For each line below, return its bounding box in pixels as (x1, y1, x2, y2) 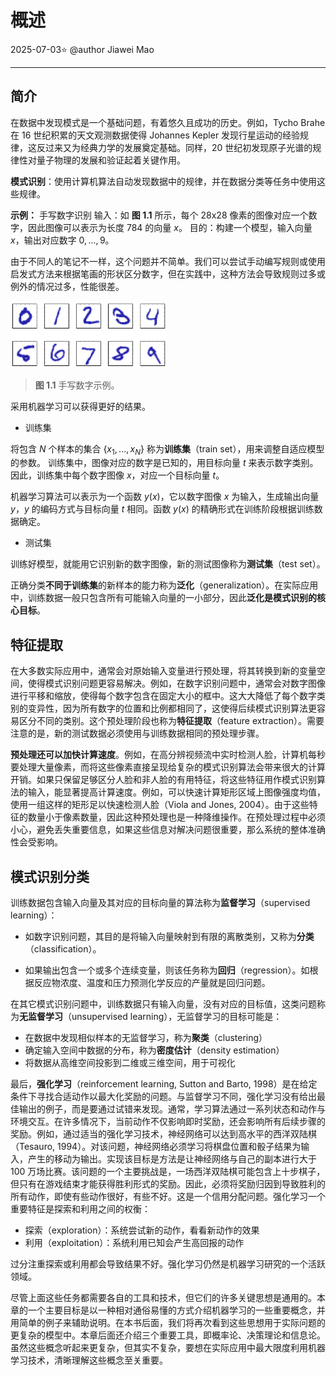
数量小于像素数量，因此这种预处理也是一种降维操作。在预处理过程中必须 (27, 811, 326, 823)
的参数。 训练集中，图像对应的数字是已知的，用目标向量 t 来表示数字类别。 (10, 457, 319, 469)
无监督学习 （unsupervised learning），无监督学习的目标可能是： (19, 1010, 283, 1022)
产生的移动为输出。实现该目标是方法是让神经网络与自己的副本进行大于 (27, 1152, 317, 1165)
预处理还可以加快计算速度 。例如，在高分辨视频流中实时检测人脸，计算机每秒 (10, 749, 326, 761)
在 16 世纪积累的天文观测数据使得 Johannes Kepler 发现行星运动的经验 (10, 129, 301, 141)
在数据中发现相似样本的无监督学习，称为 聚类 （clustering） (24, 1031, 268, 1043)
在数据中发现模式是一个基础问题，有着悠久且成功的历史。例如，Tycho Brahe (10, 116, 326, 128)
